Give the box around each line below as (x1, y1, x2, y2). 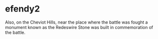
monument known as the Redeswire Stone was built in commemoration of (5, 24, 154, 30)
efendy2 (5, 3, 40, 14)
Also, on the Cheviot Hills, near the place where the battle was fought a (5, 19, 148, 25)
